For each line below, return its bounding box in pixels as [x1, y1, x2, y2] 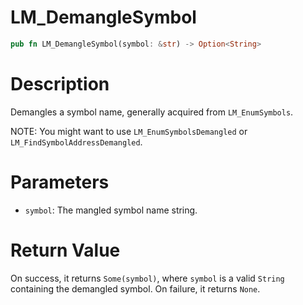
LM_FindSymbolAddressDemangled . [10, 136, 143, 148]
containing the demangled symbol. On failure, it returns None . [10, 282, 261, 295]
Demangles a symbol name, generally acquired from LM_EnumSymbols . [10, 106, 294, 118]
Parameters [10, 171, 110, 193]
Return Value [10, 239, 121, 261]
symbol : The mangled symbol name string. [24, 204, 198, 216]
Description [10, 73, 110, 95]
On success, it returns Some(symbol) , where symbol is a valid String [10, 272, 285, 284]
